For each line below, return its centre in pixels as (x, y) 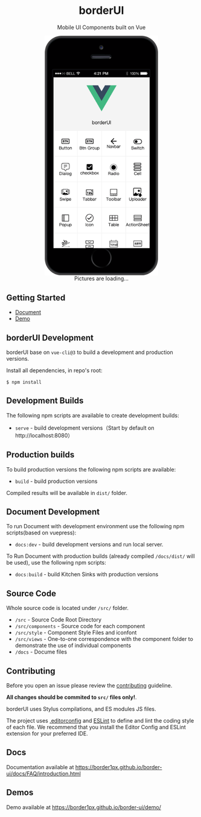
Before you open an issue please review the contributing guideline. (89, 686)
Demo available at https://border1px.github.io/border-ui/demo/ (84, 807)
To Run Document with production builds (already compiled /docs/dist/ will (101, 556)
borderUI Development (50, 337)
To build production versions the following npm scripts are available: (91, 469)
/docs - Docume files (41, 652)
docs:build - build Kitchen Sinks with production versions (87, 574)
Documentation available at (40, 767)
